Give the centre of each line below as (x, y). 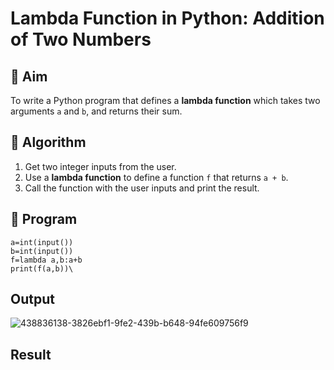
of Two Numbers (81, 39)
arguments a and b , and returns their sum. (96, 111)
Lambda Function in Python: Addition (167, 18)
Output (32, 299)
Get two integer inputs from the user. (100, 166)
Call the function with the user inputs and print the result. (142, 188)
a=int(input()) (42, 242)
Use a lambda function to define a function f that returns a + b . (156, 177)
